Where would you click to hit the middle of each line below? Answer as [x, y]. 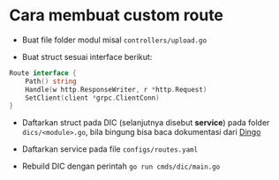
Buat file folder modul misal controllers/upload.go [114, 40]
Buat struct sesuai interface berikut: [87, 56]
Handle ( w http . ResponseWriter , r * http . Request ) [116, 89]
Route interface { [43, 73]
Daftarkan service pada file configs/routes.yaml [110, 149]
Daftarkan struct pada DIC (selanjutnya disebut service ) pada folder [146, 123]
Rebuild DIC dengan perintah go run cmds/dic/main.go [121, 166]
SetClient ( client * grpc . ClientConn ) [93, 98]
